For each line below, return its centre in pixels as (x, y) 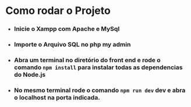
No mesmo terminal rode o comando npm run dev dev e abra (100, 90)
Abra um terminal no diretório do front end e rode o (87, 60)
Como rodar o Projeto (58, 11)
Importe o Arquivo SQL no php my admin (72, 45)
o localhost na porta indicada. (57, 97)
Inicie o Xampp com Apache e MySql (67, 29)
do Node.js (30, 74)
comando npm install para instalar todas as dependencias (98, 67)
